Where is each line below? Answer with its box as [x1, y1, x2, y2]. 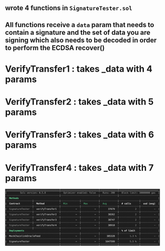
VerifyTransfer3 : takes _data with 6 [5, 129, 154, 140]
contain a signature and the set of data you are [5, 28, 151, 36]
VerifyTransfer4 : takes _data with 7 [5, 162, 154, 173]
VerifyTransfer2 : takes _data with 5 [5, 96, 154, 108]
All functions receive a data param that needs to [5, 21, 155, 29]
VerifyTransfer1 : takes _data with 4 [5, 63, 153, 74]
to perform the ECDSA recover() [5, 44, 105, 52]
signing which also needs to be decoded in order [5, 36, 157, 44]
